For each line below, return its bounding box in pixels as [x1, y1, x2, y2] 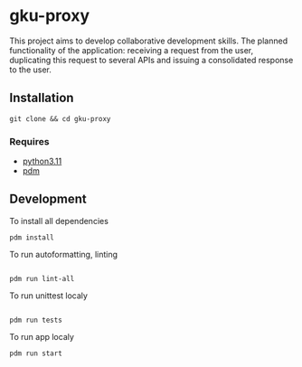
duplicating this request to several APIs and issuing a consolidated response [9, 54, 294, 65]
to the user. [9, 64, 52, 75]
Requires [9, 135, 50, 147]
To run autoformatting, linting [9, 249, 118, 259]
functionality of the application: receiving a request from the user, [9, 44, 254, 55]
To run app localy [9, 331, 75, 342]
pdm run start [9, 349, 63, 358]
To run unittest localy [9, 290, 89, 301]
